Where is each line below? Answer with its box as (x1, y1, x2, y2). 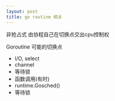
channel (14, 61, 35, 68)
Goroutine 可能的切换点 (6, 43, 63, 50)
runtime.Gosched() (14, 82, 60, 89)
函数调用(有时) (14, 75, 50, 82)
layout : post (6, 8, 38, 15)
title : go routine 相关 (6, 14, 63, 20)
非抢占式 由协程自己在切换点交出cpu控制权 (6, 30, 110, 38)
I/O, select (14, 55, 40, 62)
